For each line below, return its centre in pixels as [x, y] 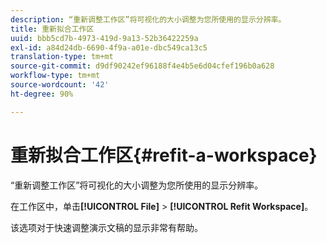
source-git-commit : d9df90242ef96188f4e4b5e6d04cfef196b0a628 [142, 66]
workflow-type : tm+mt [55, 76]
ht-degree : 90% [42, 94]
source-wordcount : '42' [60, 85]
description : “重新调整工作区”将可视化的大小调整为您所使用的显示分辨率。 [148, 19]
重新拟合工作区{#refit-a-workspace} [164, 155]
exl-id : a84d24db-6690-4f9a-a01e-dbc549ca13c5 [109, 47]
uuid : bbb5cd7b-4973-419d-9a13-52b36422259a [104, 38]
